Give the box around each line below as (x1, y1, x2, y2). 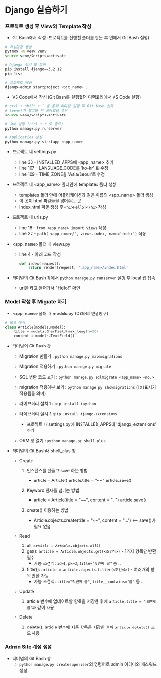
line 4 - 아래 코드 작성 (19, 251, 61, 257)
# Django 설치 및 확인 (5, 63, 46, 67)
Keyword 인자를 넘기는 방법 (26, 487, 80, 493)
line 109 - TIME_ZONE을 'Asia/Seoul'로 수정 (19, 171, 105, 177)
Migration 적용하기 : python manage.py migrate (19, 364, 112, 369)
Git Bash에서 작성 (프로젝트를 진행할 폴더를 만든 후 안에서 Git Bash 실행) (12, 35, 149, 41)
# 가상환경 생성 (5, 45, 32, 50)
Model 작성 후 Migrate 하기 (5, 298, 67, 305)
